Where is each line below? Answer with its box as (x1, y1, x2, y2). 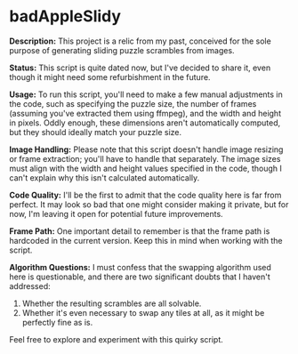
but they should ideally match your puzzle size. (9, 126, 182, 137)
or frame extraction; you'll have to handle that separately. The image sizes (9, 153, 281, 164)
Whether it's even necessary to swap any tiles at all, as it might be (21, 307, 265, 318)
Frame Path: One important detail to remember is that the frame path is (9, 225, 270, 237)
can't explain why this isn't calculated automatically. (9, 172, 200, 183)
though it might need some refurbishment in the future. (9, 71, 211, 82)
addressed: (9, 280, 51, 291)
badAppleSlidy (9, 6, 122, 27)
